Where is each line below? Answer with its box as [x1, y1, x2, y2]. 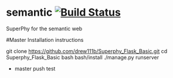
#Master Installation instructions [6, 36, 84, 43]
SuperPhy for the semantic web [6, 25, 83, 32]
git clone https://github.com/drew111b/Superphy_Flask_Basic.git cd [6, 47, 168, 55]
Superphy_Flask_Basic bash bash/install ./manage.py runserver [6, 54, 160, 61]
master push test [14, 65, 56, 72]
